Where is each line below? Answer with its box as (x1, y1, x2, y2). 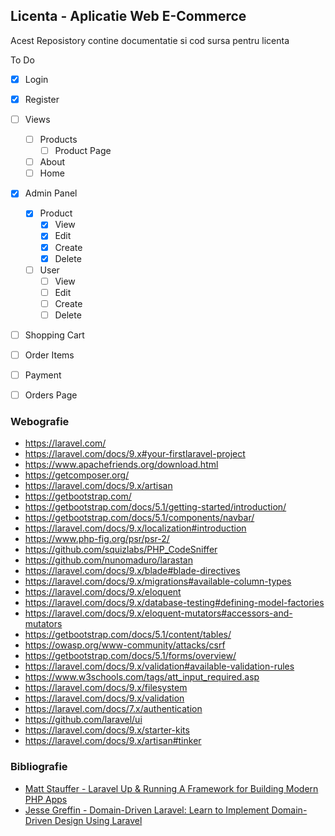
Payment (24, 369, 62, 381)
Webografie (10, 415, 70, 429)
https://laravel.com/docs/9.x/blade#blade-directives (24, 565, 241, 577)
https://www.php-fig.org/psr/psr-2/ (24, 533, 170, 545)
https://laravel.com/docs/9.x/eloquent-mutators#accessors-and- (24, 607, 293, 619)
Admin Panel (24, 187, 78, 199)
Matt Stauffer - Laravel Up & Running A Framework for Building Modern (24, 782, 319, 794)
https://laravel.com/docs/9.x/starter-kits (24, 724, 190, 736)
